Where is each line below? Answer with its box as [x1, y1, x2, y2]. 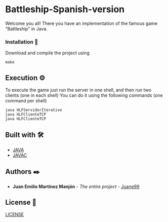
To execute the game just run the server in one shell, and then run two [5, 87, 152, 93]
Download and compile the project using [5, 50, 90, 56]
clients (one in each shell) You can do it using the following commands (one [5, 92, 163, 98]
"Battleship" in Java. [5, 25, 48, 31]
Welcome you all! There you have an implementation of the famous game [5, 20, 158, 26]
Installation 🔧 [5, 38, 38, 45]
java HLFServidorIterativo [5, 107, 62, 113]
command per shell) [5, 98, 47, 104]
